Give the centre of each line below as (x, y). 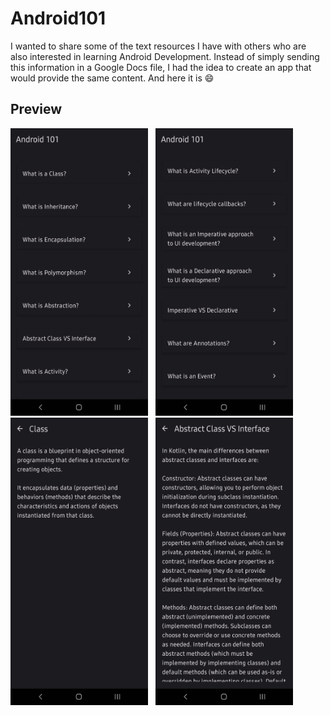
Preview (36, 109)
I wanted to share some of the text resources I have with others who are (158, 46)
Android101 (58, 18)
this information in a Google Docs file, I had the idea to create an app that (161, 67)
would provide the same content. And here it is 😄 (112, 78)
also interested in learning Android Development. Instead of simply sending (165, 56)
